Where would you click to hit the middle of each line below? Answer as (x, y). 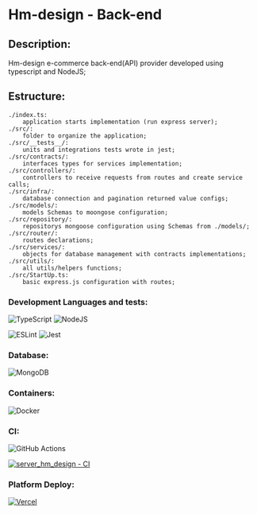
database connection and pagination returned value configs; (125, 198)
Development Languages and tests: (78, 302)
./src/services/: (37, 247)
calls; (19, 185)
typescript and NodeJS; (47, 72)
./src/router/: (33, 233)
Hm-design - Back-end (85, 15)
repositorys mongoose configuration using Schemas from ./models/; (136, 226)
